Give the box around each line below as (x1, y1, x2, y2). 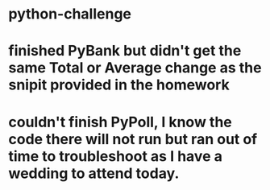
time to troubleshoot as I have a (8, 147, 223, 165)
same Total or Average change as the (8, 59, 262, 77)
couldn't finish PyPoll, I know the (8, 113, 232, 131)
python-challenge (8, 5, 131, 23)
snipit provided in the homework (8, 76, 230, 94)
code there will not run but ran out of (8, 130, 258, 148)
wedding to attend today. (8, 164, 180, 182)
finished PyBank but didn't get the (8, 42, 242, 60)
